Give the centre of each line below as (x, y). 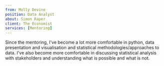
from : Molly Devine (25, 10)
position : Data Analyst (30, 14)
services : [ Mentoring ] (29, 28)
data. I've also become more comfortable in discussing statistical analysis (81, 53)
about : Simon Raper (25, 19)
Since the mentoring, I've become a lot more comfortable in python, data (80, 42)
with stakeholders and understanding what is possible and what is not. (78, 58)
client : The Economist (29, 24)
